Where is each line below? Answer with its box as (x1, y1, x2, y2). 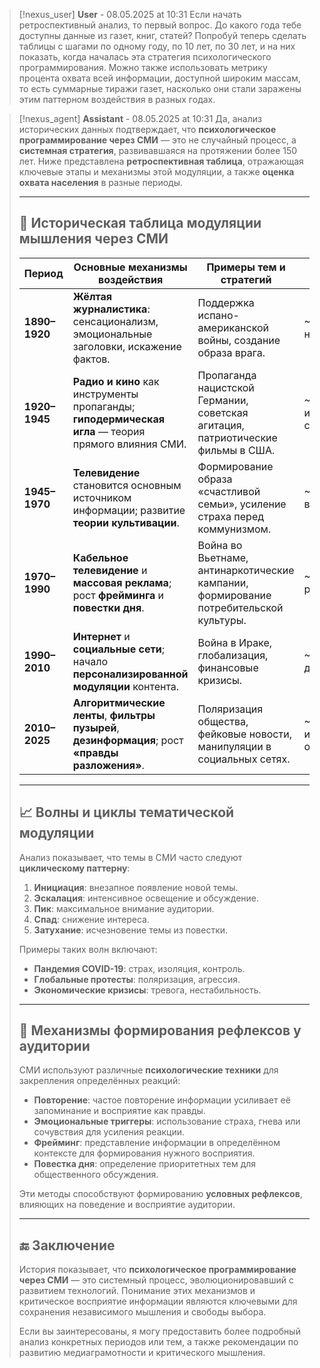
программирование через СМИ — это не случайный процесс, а (18, 134, 297, 146)
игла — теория (72, 424, 146, 438)
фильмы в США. (197, 443, 276, 457)
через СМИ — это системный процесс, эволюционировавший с (18, 1274, 294, 1286)
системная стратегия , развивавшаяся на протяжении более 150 (18, 145, 298, 156)
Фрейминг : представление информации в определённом (33, 1137, 281, 1149)
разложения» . (72, 758, 145, 772)
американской (197, 320, 270, 334)
